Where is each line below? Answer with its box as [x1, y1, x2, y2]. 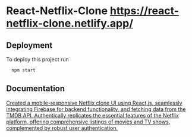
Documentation [6, 84, 65, 94]
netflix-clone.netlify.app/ [6, 17, 134, 30]
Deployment [6, 40, 53, 50]
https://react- [109, 4, 180, 18]
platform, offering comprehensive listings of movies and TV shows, [6, 118, 171, 125]
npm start [11, 67, 36, 73]
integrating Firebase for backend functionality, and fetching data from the [6, 105, 186, 113]
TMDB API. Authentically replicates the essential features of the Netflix [6, 112, 180, 119]
